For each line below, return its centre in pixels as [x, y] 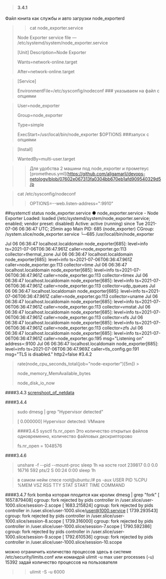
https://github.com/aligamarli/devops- [106, 174]
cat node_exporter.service [56, 28]
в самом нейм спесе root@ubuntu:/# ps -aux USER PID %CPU [82, 480]
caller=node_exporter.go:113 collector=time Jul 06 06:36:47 [66, 265]
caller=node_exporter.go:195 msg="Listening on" [93, 339]
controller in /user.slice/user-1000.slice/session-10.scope [64, 542]
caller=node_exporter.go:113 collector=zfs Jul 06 [93, 328]
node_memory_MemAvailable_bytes [54, 373]
